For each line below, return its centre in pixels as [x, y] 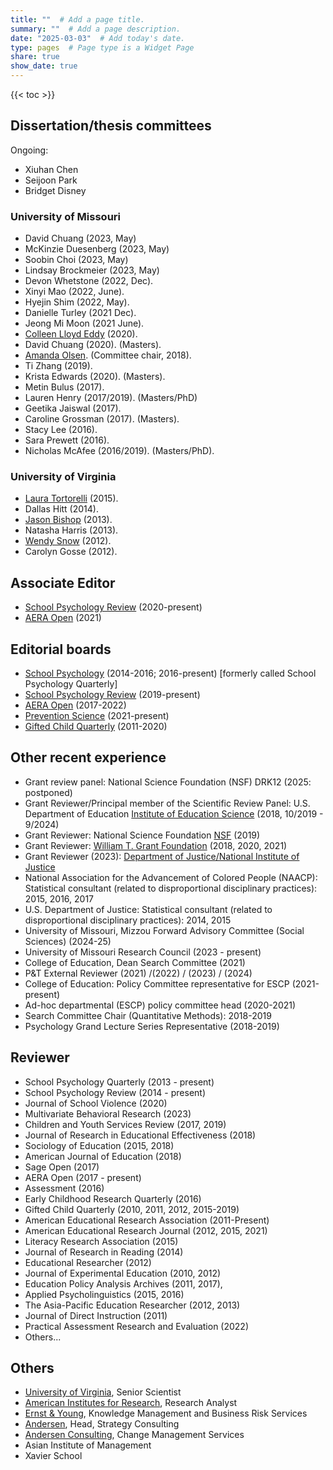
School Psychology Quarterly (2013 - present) [119, 1082]
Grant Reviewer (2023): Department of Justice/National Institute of [162, 856]
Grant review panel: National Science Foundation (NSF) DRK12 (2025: [168, 782]
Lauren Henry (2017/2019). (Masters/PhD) [111, 398]
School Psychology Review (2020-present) [113, 607]
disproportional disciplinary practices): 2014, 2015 [128, 920]
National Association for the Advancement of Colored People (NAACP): [171, 877]
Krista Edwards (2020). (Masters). [95, 377]
